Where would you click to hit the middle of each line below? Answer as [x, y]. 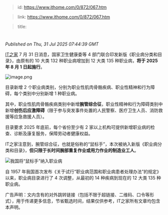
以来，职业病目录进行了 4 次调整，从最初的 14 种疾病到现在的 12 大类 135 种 [83, 178]
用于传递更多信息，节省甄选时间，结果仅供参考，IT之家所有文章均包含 [88, 201]
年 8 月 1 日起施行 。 [25, 67]
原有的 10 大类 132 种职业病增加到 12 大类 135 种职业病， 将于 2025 [89, 61]
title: [22, 26]
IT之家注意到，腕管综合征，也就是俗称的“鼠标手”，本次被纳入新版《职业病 [81, 144]
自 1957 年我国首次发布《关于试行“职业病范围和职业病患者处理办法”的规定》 [83, 171]
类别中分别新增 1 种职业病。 [51, 93]
